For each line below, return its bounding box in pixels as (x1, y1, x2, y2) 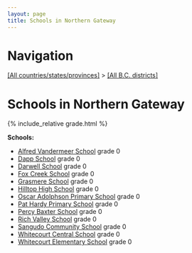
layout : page (7, 10, 46, 18)
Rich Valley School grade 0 (17, 215, 97, 224)
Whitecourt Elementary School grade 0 (17, 237, 132, 246)
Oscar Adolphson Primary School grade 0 (17, 193, 140, 201)
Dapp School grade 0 (17, 154, 80, 163)
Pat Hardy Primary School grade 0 (17, 200, 119, 208)
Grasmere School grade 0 (17, 177, 94, 185)
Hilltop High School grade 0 (17, 185, 100, 193)
